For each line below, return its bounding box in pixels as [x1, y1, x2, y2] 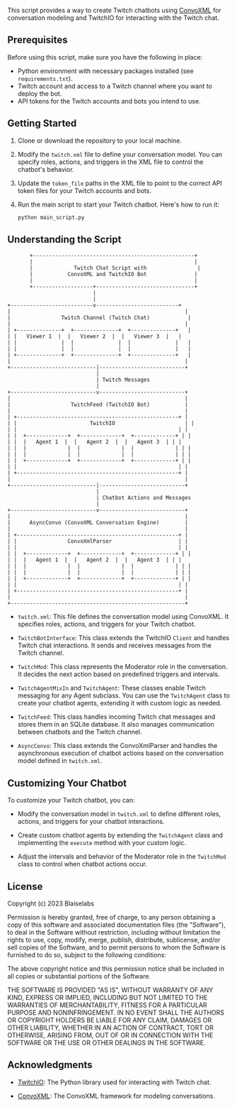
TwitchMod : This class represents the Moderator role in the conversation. [17, 663, 228, 671]
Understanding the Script [7, 233, 122, 246]
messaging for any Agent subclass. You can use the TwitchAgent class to [17, 691, 230, 700]
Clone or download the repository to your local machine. [17, 136, 183, 145]
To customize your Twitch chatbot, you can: [7, 796, 135, 805]
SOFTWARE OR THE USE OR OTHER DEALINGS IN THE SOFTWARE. [7, 1038, 206, 1047]
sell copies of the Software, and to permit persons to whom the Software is [7, 943, 226, 952]
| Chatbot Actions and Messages [96, 495, 192, 502]
